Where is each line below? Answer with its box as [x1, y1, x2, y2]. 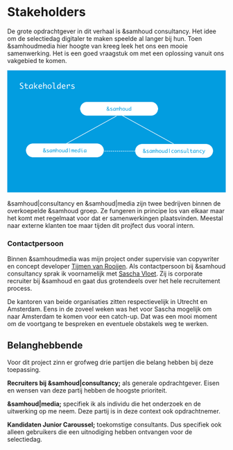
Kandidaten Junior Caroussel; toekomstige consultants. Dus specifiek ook [7, 420, 222, 429]
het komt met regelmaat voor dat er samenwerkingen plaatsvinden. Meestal [7, 214, 223, 222]
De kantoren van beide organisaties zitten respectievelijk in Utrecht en [7, 297, 208, 305]
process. [7, 284, 33, 292]
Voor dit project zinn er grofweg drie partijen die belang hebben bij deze [7, 358, 214, 366]
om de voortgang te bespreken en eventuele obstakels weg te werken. [7, 319, 209, 327]
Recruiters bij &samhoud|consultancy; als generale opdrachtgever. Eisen [7, 379, 220, 387]
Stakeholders [7, 4, 86, 20]
